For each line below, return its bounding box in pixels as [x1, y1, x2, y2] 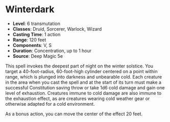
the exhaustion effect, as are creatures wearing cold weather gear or [5, 95, 150, 102]
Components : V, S [12, 42, 52, 48]
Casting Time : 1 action [12, 31, 61, 37]
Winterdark [5, 4, 55, 15]
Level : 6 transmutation [12, 20, 60, 27]
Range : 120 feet [12, 37, 46, 43]
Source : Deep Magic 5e [12, 53, 63, 59]
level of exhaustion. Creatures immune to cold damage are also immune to [5, 90, 162, 96]
